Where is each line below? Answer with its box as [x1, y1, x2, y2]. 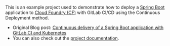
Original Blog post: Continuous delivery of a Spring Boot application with [12, 24, 164, 30]
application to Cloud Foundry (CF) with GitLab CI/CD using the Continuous [5, 9, 160, 15]
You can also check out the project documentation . [12, 35, 119, 41]
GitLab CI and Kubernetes [12, 30, 67, 35]
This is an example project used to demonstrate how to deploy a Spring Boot [5, 4, 165, 10]
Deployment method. [5, 15, 49, 20]
